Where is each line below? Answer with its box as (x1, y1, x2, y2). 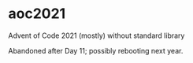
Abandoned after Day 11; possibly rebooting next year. (8, 46, 184, 55)
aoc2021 (8, 5, 66, 23)
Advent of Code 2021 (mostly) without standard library (8, 31, 185, 40)
